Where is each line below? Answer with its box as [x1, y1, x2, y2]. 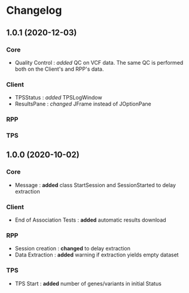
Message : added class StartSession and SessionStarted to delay [14, 181, 176, 189]
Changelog [6, 4, 62, 17]
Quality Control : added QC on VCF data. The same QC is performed [14, 59, 184, 66]
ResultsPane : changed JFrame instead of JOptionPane [14, 100, 151, 108]
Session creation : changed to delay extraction [14, 245, 130, 252]
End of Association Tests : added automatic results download [14, 216, 166, 223]
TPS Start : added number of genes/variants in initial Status [14, 280, 161, 287]
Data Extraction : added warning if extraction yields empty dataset [14, 251, 179, 258]
